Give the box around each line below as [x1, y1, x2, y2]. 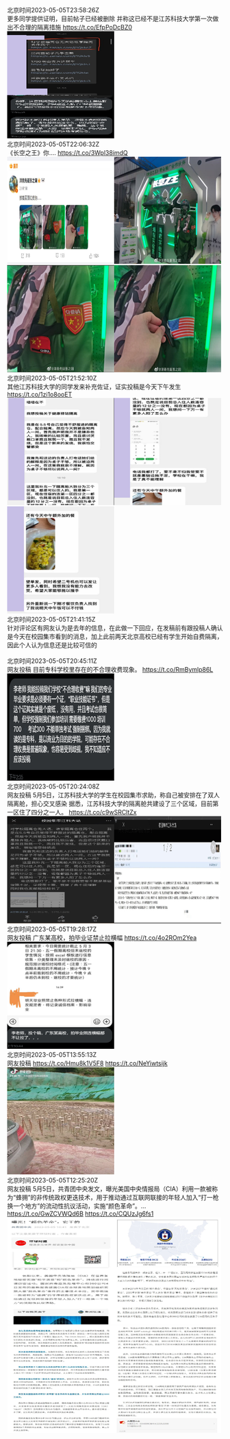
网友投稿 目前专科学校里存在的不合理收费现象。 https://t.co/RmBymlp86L [7, 666, 214, 673]
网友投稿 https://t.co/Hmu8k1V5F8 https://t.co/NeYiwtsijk [7, 1059, 168, 1067]
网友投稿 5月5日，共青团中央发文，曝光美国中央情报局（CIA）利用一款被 [7, 1185, 212, 1193]
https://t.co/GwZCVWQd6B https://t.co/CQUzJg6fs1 [7, 1209, 154, 1218]
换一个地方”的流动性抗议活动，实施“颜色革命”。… [7, 1202, 146, 1210]
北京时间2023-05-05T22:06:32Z [7, 140, 100, 148]
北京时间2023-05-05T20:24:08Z [7, 782, 100, 790]
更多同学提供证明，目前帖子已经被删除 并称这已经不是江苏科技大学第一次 [7, 14, 213, 23]
